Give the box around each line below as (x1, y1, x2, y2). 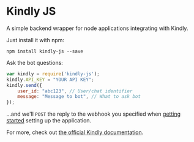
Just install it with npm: (6, 36, 65, 43)
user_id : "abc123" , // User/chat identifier (17, 88, 133, 94)
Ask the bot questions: (6, 59, 63, 66)
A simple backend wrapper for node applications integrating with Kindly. (6, 24, 188, 32)
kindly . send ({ (6, 82, 43, 88)
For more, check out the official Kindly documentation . (6, 129, 144, 136)
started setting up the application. (6, 117, 92, 124)
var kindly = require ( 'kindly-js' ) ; (6, 70, 100, 77)
